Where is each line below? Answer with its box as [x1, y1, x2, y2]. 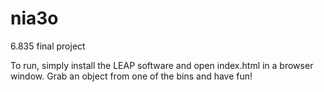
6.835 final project [10, 40, 86, 52]
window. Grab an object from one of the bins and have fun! [10, 70, 253, 82]
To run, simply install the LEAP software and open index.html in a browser [10, 59, 314, 71]
